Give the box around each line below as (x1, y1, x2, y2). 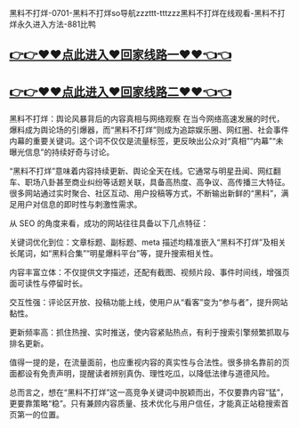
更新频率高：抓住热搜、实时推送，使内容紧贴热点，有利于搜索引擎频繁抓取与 (9, 327, 290, 338)
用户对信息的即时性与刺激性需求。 (16, 199, 142, 210)
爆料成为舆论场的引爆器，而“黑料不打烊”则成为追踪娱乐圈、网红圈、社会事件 (9, 125, 289, 135)
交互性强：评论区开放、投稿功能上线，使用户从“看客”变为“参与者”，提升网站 (9, 297, 288, 308)
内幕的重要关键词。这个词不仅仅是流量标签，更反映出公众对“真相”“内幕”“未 (9, 136, 284, 147)
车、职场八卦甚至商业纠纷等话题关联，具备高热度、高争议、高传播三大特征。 (9, 177, 290, 188)
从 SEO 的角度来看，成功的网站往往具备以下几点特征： (9, 218, 209, 229)
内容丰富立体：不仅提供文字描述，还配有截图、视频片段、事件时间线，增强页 (9, 267, 290, 278)
